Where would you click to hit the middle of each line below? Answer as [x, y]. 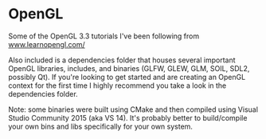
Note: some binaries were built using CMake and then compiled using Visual [133, 109]
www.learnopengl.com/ [47, 44]
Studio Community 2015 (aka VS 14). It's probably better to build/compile [128, 117]
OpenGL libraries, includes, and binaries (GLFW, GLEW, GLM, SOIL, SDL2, [129, 68]
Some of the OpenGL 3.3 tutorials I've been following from [104, 36]
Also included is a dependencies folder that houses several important [122, 60]
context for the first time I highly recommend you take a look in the [117, 85]
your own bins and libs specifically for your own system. [101, 126]
